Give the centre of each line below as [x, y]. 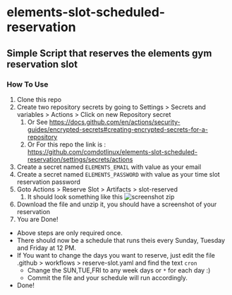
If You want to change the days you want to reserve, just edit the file [116, 255]
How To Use [28, 84]
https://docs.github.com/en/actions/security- [115, 122]
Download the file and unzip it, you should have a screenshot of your [117, 204]
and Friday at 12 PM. [47, 248]
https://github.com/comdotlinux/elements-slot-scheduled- [112, 151]
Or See [37, 122]
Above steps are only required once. [69, 232]
